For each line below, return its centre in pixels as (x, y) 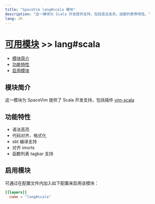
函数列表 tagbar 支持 (33, 153)
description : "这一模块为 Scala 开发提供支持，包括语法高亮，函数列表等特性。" (78, 14)
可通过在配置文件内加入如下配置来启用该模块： (52, 183)
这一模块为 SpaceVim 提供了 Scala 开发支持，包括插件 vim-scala (70, 100)
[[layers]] (16, 192)
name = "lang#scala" (30, 197)
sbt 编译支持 (25, 141)
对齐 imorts (23, 147)
